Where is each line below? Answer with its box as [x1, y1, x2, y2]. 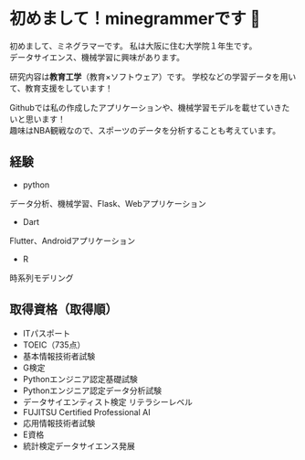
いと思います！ [9, 113, 66, 124]
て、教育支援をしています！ [9, 82, 113, 93]
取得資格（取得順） [9, 302, 118, 317]
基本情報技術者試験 [22, 350, 96, 361]
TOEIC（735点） [22, 339, 86, 350]
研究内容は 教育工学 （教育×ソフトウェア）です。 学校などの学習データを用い [9, 70, 297, 82]
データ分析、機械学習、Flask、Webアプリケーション [9, 198, 207, 209]
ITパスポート [22, 327, 71, 338]
